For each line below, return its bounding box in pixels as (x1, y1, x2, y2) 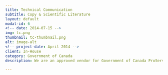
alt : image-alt (5, 40, 37, 45)
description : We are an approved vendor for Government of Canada (5, 58, 146, 63)
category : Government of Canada (5, 53, 72, 59)
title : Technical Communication (5, 7, 72, 12)
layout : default (5, 16, 39, 21)
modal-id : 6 (5, 21, 30, 26)
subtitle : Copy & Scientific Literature (5, 12, 91, 17)
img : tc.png (5, 30, 30, 35)
